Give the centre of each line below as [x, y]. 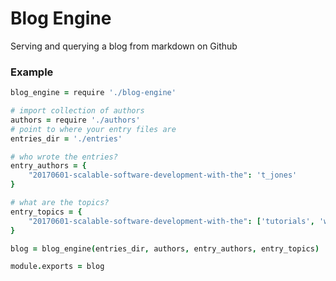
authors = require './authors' [75, 120]
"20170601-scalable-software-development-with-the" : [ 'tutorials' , [171, 221]
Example [32, 72]
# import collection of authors [77, 111]
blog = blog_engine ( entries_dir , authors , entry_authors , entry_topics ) [165, 248]
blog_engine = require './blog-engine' [93, 93]
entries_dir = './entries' [66, 138]
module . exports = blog [57, 267]
